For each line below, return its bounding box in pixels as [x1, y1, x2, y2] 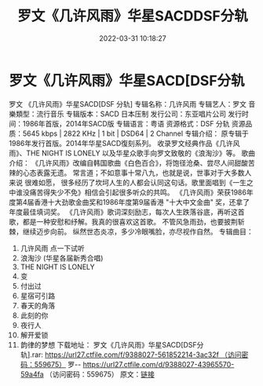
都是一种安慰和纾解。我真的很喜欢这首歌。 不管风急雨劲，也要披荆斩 [22, 217, 245, 226]
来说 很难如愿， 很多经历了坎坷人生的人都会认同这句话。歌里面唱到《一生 [9, 177, 247, 187]
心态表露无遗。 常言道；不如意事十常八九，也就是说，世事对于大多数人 [22, 168, 252, 177]
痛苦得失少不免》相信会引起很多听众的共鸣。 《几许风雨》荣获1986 [29, 188, 247, 197]
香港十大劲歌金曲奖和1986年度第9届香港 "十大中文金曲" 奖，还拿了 [34, 197, 250, 206]
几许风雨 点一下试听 [20, 243, 85, 253]
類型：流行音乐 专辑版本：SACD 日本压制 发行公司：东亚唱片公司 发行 [15, 109, 243, 118]
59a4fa [20, 370, 44, 379]
